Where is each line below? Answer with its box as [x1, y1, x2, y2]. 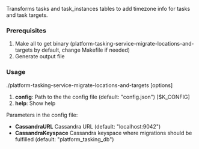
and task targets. [6, 11, 48, 19]
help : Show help [14, 99, 56, 107]
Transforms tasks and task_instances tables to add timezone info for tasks [6, 5, 191, 12]
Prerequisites [6, 26, 46, 35]
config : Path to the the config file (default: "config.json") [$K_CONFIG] [14, 93, 191, 100]
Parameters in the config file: [6, 111, 78, 118]
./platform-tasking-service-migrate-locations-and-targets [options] [6, 81, 173, 89]
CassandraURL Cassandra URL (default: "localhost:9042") [14, 123, 161, 130]
